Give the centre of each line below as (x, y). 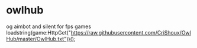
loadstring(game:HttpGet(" (38, 32)
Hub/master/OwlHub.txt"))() (40, 39)
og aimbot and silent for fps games (49, 26)
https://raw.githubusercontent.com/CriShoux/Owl (131, 32)
